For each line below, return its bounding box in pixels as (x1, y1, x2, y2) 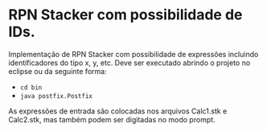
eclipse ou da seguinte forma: (8, 66, 107, 76)
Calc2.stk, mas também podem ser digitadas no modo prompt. (8, 114, 216, 124)
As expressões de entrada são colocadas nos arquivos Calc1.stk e (8, 106, 228, 116)
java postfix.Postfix (19, 92, 92, 100)
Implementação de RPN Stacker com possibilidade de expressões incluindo (8, 49, 259, 59)
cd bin (19, 83, 43, 92)
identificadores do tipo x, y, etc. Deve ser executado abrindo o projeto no (8, 58, 251, 68)
